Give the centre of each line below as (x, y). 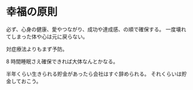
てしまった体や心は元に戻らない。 (47, 36)
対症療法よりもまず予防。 (37, 49)
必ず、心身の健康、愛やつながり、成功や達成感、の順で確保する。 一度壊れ (96, 29)
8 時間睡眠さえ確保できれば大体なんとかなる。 (62, 61)
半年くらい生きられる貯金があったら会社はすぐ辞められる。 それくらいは (94, 74)
